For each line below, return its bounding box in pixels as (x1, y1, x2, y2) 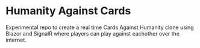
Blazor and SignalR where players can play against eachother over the (5, 30, 180, 37)
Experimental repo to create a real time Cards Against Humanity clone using (5, 24, 194, 31)
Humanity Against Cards (5, 4, 131, 18)
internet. (5, 36, 27, 43)
